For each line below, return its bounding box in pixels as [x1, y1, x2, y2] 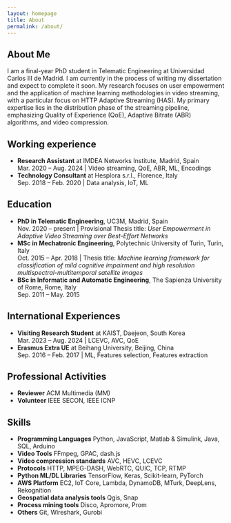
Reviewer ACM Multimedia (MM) [17, 389, 111, 397]
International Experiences [7, 310, 121, 322]
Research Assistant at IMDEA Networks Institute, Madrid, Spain [17, 157, 199, 164]
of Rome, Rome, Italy [17, 283, 77, 291]
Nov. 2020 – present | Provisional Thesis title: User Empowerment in [17, 224, 211, 232]
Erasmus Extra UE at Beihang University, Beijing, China [17, 343, 174, 352]
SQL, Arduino [17, 442, 55, 450]
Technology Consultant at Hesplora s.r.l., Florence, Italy [17, 171, 178, 180]
